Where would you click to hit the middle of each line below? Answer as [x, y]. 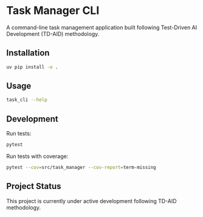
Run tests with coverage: [37, 156]
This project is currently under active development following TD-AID [92, 201]
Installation [28, 53]
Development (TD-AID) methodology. [53, 33]
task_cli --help [27, 100]
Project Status [34, 186]
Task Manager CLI [53, 11]
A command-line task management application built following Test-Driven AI [102, 27]
